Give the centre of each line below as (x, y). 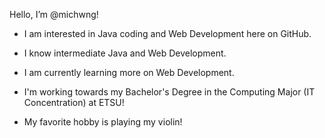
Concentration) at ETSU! (74, 102)
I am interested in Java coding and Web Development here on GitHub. (167, 33)
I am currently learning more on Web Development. (129, 72)
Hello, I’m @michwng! (54, 14)
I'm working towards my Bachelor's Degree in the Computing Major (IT (169, 92)
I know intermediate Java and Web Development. (125, 53)
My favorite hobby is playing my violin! (103, 122)
